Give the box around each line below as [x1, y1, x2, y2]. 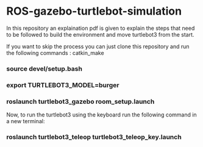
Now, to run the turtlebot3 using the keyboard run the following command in [6, 111, 197, 118]
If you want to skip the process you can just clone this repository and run [6, 43, 190, 50]
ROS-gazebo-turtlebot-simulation [6, 4, 182, 18]
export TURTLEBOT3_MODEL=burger [6, 81, 120, 89]
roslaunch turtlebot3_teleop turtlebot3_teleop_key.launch [6, 133, 182, 141]
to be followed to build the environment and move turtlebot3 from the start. [6, 30, 194, 38]
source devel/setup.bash [6, 64, 82, 73]
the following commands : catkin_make [6, 49, 105, 56]
